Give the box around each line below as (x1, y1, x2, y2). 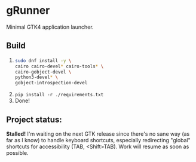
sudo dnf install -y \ (14, 57, 72, 63)
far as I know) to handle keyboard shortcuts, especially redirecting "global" (6, 136, 191, 143)
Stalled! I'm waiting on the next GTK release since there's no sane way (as (6, 130, 190, 137)
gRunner (6, 4, 50, 17)
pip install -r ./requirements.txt (14, 92, 104, 98)
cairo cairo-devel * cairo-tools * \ (14, 63, 104, 69)
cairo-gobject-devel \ (14, 69, 72, 75)
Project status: (6, 114, 63, 124)
